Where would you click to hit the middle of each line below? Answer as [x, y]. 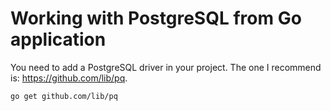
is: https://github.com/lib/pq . [69, 78]
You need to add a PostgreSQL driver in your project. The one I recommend [166, 67]
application [58, 39]
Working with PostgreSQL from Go [156, 18]
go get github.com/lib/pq [64, 96]
